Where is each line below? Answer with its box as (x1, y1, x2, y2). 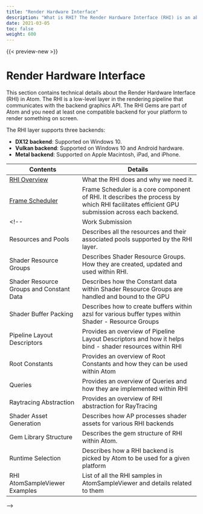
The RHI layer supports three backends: (6, 126, 106, 133)
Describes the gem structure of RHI (82, 429, 182, 438)
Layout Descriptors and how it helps (82, 335, 184, 343)
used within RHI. (82, 268, 129, 276)
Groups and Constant (9, 285, 70, 294)
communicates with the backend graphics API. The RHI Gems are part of (6, 102, 187, 109)
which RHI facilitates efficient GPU (82, 201, 179, 209)
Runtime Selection (9, 454, 62, 463)
